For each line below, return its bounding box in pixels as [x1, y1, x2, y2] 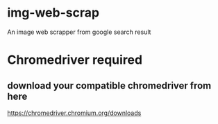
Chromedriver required [7, 52, 143, 68]
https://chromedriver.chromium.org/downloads [7, 109, 142, 117]
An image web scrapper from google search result [7, 28, 151, 36]
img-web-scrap [7, 5, 99, 21]
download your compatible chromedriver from [7, 80, 212, 91]
